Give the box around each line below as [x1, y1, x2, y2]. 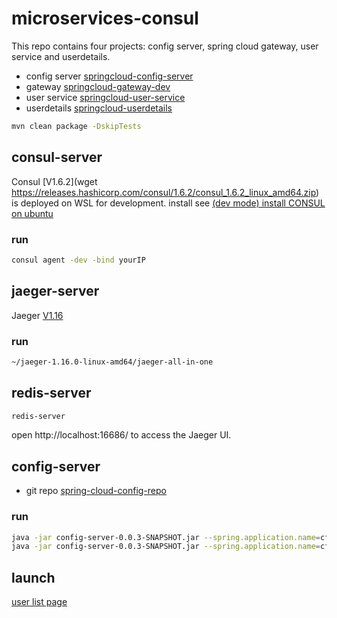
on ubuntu [11, 207, 54, 219]
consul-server [11, 149, 103, 166]
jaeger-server [11, 283, 100, 300]
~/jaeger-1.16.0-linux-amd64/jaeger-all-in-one [11, 357, 214, 367]
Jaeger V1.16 [11, 309, 64, 321]
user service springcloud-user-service [25, 91, 186, 103]
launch [11, 569, 56, 586]
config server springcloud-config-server [25, 70, 194, 82]
